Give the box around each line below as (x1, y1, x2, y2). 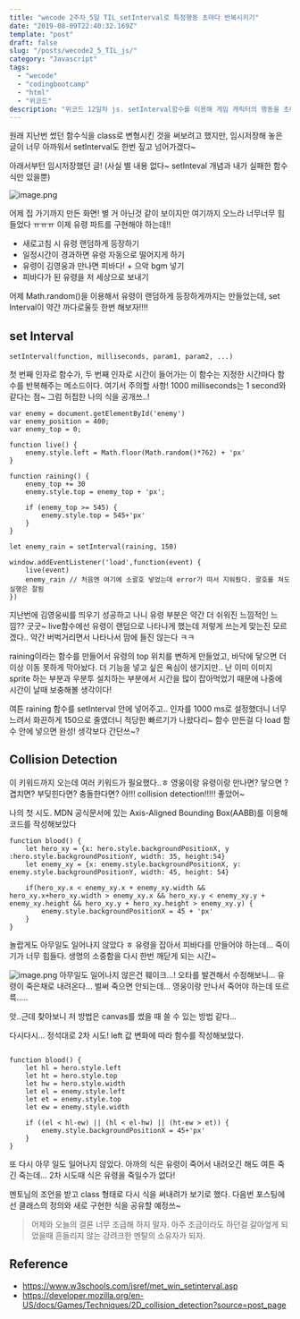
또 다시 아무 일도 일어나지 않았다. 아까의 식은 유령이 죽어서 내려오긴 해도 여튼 (9, 1158, 276, 1169)
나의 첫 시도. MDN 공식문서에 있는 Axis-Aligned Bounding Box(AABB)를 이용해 (9, 807, 288, 818)
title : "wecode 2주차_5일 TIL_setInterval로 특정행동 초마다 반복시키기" (9, 13, 260, 22)
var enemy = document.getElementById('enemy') (9, 409, 186, 419)
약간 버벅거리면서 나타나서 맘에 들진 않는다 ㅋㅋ (29, 632, 195, 642)
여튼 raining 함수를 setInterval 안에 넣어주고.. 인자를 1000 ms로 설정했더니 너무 (9, 703, 287, 714)
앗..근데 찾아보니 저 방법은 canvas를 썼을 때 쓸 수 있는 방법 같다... (9, 1010, 237, 1021)
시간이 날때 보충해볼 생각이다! (9, 685, 112, 695)
